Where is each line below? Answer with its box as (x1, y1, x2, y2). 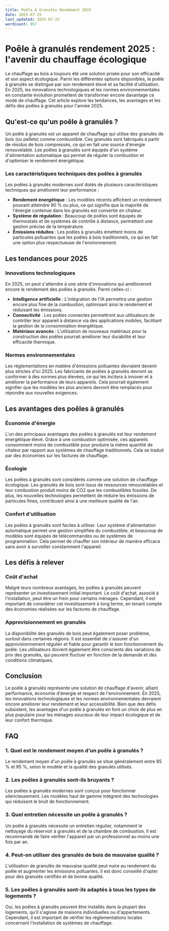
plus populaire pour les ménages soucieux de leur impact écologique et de (5, 712, 160, 718)
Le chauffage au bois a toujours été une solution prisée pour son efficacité (5, 71, 160, 77)
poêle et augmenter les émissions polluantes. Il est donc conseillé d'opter (5, 868, 158, 874)
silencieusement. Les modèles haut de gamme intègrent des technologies (5, 793, 159, 799)
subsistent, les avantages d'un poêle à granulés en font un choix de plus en (5, 706, 162, 713)
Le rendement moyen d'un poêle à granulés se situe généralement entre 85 (5, 758, 162, 764)
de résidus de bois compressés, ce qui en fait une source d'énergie (5, 142, 145, 147)
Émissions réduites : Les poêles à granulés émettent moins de (12, 229, 143, 235)
